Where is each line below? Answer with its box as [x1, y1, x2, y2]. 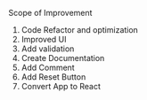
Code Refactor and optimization [20, 25, 139, 35]
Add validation [20, 43, 75, 54]
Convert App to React [20, 81, 102, 91]
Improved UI [20, 35, 67, 44]
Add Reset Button [20, 72, 86, 82]
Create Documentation [20, 53, 105, 63]
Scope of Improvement [8, 8, 93, 18]
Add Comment [20, 62, 75, 73]
